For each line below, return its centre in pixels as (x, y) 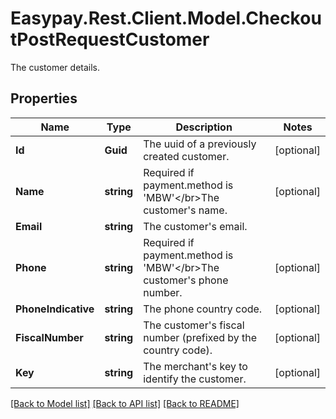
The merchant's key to (195, 366)
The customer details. (55, 67)
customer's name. (185, 210)
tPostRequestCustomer (110, 39)
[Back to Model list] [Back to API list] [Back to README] (125, 403)
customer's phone (186, 280)
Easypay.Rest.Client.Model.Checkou (166, 18)
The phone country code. (203, 309)
